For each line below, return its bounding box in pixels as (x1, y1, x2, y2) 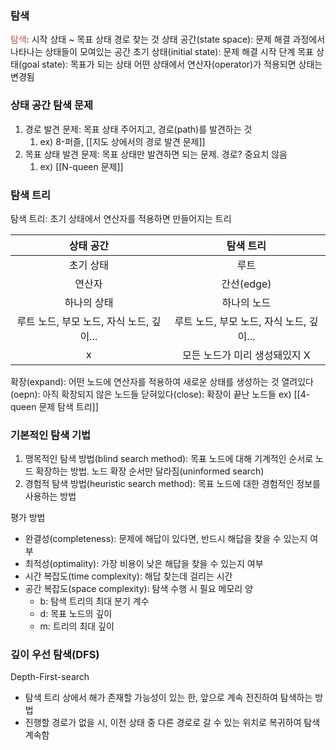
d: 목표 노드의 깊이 (39, 608, 113, 620)
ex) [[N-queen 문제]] (39, 160, 124, 172)
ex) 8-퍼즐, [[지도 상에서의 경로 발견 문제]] (39, 135, 206, 147)
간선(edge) (221, 277, 272, 291)
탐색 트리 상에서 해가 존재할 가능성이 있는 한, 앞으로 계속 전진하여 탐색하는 (24, 692, 313, 704)
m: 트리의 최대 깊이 (39, 620, 115, 632)
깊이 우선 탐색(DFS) (10, 648, 100, 662)
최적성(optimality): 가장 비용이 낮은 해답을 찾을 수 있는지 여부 (24, 558, 264, 570)
